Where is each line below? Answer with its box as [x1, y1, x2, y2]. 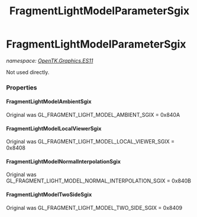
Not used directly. [6, 68, 50, 75]
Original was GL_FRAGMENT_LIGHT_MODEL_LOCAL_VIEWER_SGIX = [6, 138, 175, 145]
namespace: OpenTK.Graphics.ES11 [6, 57, 93, 64]
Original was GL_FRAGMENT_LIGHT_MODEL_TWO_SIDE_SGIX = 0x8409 [6, 204, 182, 211]
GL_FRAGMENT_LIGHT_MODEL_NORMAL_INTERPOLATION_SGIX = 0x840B [6, 177, 191, 184]
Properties [6, 83, 37, 91]
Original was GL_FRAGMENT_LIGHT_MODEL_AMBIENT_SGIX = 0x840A [6, 111, 180, 119]
